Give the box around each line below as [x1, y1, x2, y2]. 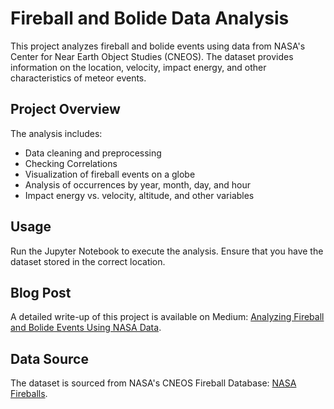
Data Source [10, 350, 89, 367]
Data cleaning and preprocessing [24, 147, 162, 159]
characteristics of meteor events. [10, 72, 147, 84]
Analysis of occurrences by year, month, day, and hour [24, 178, 251, 191]
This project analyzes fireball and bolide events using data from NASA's [10, 40, 306, 52]
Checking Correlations [24, 157, 118, 169]
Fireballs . [10, 388, 48, 400]
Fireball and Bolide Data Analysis [10, 7, 290, 30]
